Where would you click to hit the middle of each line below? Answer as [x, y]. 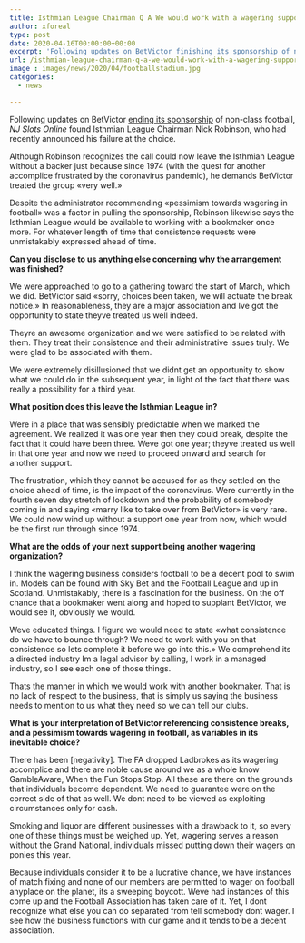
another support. [41, 462]
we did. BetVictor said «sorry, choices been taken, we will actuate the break [151, 295]
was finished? [36, 268]
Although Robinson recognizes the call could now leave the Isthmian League [152, 156]
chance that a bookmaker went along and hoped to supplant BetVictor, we [148, 602]
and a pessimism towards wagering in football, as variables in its [134, 732]
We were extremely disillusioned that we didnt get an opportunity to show [147, 370]
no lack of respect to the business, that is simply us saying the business [144, 695]
